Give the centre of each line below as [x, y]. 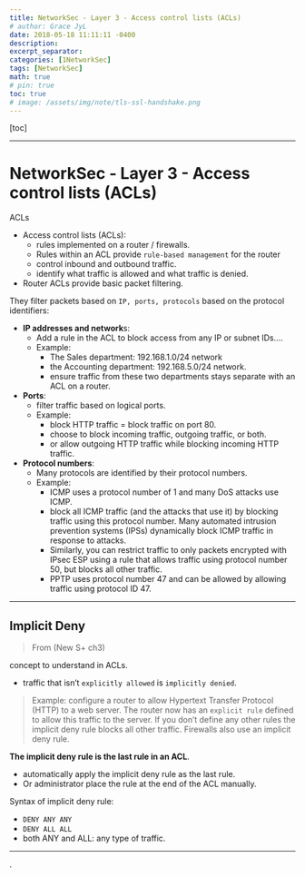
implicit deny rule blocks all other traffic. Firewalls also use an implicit [161, 729]
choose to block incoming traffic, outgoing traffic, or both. [158, 434]
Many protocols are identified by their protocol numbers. [142, 473]
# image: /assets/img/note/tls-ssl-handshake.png [105, 102]
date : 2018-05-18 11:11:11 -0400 [73, 34]
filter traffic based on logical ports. [101, 406]
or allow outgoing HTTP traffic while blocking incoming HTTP [164, 444]
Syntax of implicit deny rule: [62, 802]
